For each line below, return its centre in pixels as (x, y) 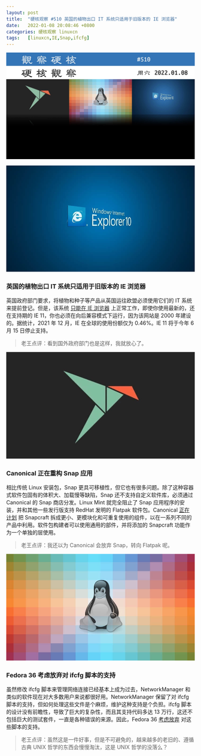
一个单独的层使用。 (35, 533)
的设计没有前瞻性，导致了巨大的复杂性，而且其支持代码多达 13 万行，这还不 (100, 712)
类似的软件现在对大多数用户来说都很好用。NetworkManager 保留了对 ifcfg (98, 697)
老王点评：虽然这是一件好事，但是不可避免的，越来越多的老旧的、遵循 (107, 740)
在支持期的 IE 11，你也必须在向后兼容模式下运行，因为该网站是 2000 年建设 (99, 316)
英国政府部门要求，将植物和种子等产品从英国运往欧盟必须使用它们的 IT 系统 (99, 301)
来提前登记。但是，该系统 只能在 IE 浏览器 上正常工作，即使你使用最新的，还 (100, 308)
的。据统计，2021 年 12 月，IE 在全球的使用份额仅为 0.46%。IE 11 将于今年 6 (100, 323)
